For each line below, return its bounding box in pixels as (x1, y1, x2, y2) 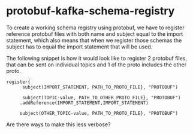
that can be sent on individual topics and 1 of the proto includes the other (6, 61, 187, 68)
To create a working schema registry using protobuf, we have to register (6, 24, 185, 31)
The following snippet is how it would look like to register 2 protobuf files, (6, 54, 188, 62)
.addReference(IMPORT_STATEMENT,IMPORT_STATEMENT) (19, 100, 149, 106)
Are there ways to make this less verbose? (6, 121, 111, 128)
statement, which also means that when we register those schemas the (6, 36, 182, 44)
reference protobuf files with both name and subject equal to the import (6, 30, 183, 37)
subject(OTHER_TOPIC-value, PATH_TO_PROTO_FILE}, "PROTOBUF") (19, 110, 179, 116)
